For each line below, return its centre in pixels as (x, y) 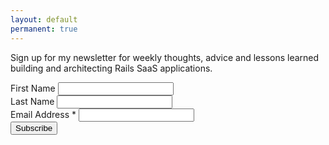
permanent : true (44, 29)
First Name (33, 88)
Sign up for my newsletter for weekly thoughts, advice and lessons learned (165, 57)
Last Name (32, 101)
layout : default (44, 19)
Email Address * (43, 114)
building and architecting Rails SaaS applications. (111, 68)
